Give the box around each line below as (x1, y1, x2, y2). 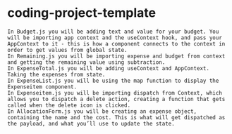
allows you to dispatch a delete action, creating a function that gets (7, 95, 226, 102)
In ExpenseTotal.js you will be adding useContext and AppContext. (7, 65, 210, 72)
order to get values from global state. (7, 46, 128, 53)
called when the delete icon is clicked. (7, 102, 131, 109)
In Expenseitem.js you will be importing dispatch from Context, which (7, 89, 222, 96)
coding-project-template (7, 5, 157, 21)
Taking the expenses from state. (7, 71, 106, 78)
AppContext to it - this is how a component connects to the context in (7, 40, 226, 47)
